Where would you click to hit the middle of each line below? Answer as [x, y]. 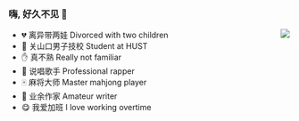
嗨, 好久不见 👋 [38, 13]
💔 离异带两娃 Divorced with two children [95, 35]
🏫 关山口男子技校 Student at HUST [84, 46]
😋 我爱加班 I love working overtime [86, 108]
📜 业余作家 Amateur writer [69, 96]
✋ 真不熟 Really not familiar [71, 57]
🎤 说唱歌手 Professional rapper [78, 71]
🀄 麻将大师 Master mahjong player [84, 83]
